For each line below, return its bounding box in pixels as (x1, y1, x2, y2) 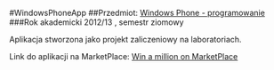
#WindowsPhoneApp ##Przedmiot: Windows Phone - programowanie (9, 8, 265, 18)
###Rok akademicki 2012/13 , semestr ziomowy (9, 17, 184, 27)
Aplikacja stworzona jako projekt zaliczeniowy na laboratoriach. (9, 35, 242, 44)
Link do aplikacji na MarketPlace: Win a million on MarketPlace (9, 51, 238, 61)
